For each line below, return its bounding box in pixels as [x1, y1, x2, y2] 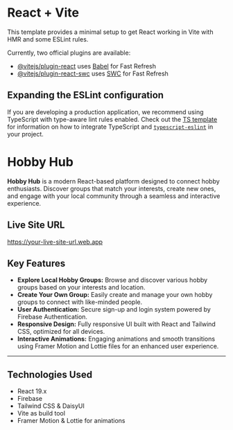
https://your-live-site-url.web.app [7, 238, 103, 246]
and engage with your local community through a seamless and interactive [7, 192, 221, 200]
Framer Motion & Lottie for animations [17, 417, 126, 425]
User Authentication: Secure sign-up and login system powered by [17, 305, 212, 314]
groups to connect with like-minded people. [17, 298, 143, 306]
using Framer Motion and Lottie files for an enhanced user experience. [17, 342, 219, 350]
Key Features [7, 258, 66, 269]
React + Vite [7, 5, 80, 21]
